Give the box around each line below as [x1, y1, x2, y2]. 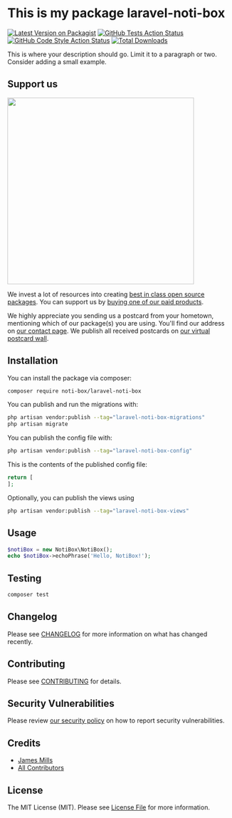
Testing [7, 572, 42, 584]
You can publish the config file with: [7, 433, 112, 442]
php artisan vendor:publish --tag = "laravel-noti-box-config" [7, 447, 193, 455]
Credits [7, 737, 41, 749]
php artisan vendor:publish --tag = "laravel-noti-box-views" [7, 507, 190, 514]
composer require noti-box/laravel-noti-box [7, 387, 142, 395]
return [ [7, 474, 33, 482]
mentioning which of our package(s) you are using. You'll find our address [7, 319, 225, 327]
